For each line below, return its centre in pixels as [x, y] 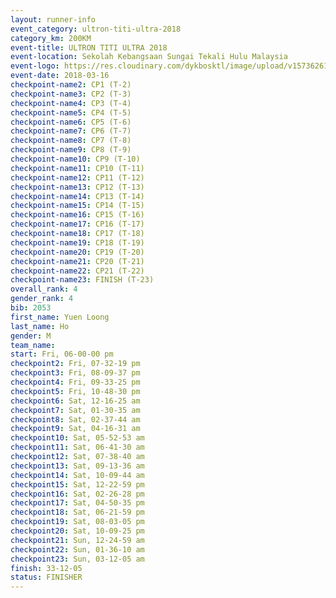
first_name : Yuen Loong [60, 317]
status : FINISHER [46, 577]
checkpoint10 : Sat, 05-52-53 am [77, 438]
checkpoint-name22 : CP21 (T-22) [77, 271]
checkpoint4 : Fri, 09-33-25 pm [75, 382]
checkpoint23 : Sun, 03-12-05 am [77, 559]
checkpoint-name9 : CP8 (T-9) [71, 150]
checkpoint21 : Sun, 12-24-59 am [77, 540]
